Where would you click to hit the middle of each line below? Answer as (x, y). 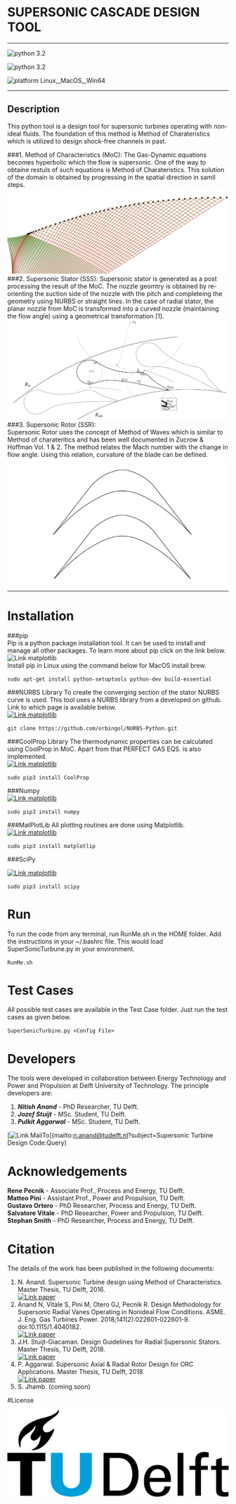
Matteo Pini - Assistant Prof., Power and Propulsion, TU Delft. (96, 1198)
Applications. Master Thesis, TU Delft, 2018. (81, 1372)
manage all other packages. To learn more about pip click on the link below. (117, 650)
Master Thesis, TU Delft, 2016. (61, 1290)
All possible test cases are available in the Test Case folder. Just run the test (118, 1010)
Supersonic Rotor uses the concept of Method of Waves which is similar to (115, 432)
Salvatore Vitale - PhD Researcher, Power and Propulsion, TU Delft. (105, 1213)
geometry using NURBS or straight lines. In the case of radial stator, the (111, 301)
